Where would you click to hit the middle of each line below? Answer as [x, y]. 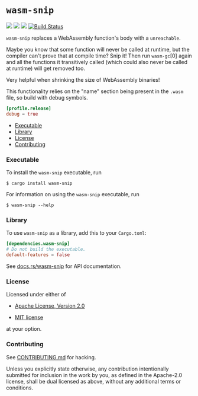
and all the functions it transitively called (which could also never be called [97, 62]
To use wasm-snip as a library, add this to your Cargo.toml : [76, 233]
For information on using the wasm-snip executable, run [73, 194]
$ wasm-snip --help [30, 205]
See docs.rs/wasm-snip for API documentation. [64, 266]
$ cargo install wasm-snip [39, 183]
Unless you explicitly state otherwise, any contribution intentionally [87, 369]
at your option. [24, 329]
